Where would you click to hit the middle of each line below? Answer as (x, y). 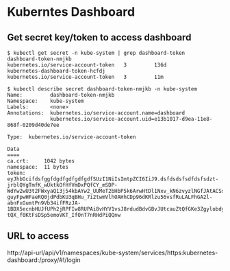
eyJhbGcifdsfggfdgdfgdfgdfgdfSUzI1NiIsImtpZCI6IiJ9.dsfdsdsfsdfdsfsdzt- (113, 179)
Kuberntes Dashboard (71, 12)
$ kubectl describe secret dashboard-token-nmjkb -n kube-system (102, 89)
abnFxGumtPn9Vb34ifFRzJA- (44, 203)
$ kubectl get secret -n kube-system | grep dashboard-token (96, 53)
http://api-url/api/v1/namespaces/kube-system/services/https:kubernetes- (113, 252)
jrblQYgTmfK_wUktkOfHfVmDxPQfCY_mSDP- (62, 185)
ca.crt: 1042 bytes (41, 161)
